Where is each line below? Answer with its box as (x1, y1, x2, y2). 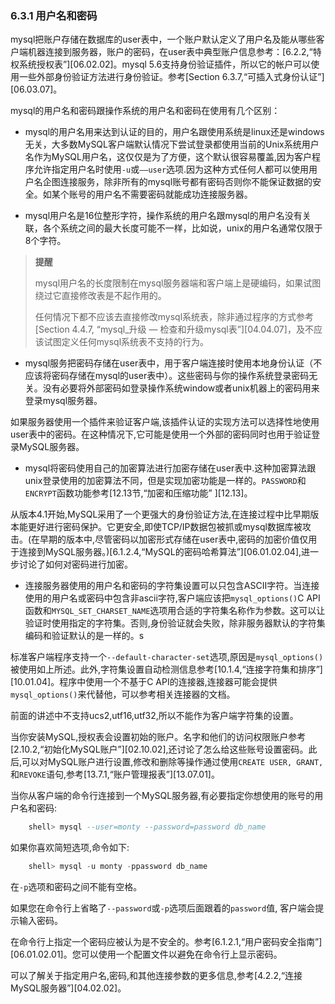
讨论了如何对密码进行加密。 (18, 558, 133, 571)
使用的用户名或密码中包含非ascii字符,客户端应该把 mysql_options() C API (24, 592, 321, 604)
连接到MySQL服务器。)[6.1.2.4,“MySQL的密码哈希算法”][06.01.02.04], (18, 546, 302, 558)
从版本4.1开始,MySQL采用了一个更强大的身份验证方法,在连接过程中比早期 (10, 508, 311, 521)
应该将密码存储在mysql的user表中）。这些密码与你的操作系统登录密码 (24, 370, 310, 382)
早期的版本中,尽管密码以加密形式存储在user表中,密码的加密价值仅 (39, 533, 309, 546)
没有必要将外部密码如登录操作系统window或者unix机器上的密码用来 (42, 382, 320, 394)
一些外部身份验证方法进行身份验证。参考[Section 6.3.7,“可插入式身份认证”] (18, 71, 325, 83)
